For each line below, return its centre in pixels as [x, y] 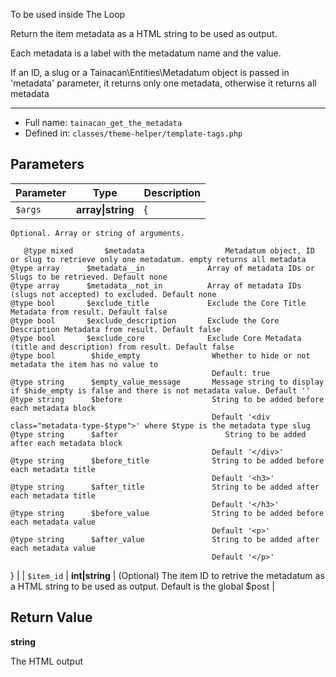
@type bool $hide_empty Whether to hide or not [160, 355]
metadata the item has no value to [84, 364]
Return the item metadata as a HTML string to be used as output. [144, 33]
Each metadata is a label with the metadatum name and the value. [146, 53]
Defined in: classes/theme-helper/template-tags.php [133, 133]
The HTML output [47, 661]
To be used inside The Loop [68, 14]
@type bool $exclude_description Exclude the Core [145, 320]
